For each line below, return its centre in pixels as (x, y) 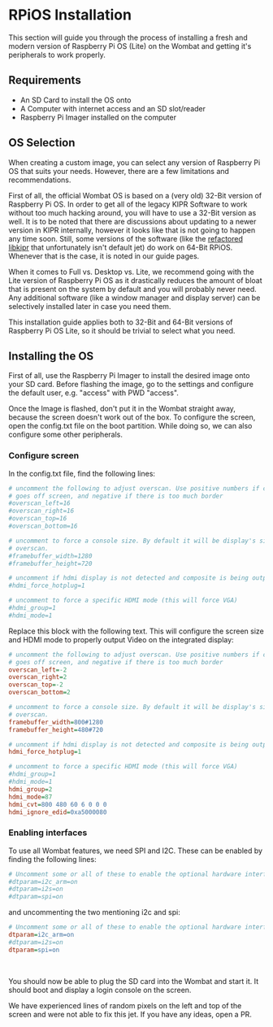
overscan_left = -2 (38, 670)
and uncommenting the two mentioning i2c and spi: (95, 912)
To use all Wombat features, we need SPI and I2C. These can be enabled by (135, 851)
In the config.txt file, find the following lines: (82, 473)
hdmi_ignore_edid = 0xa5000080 (58, 812)
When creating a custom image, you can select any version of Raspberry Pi (134, 162)
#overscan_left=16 (39, 503)
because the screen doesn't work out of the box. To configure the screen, (132, 417)
